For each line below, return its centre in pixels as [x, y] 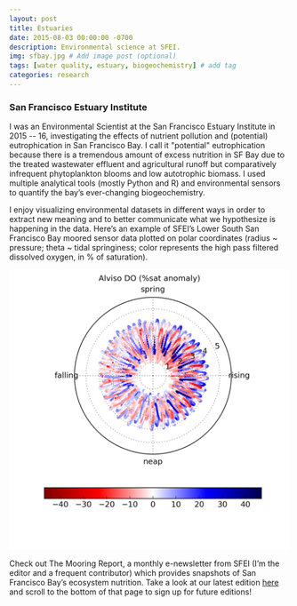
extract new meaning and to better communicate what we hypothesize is [142, 219]
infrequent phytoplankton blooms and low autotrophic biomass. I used [137, 174]
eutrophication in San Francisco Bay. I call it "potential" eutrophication [137, 146]
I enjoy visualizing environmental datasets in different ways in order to [137, 210]
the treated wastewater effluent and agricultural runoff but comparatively [143, 164]
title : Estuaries [41, 28]
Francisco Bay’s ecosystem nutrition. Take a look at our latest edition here [144, 583]
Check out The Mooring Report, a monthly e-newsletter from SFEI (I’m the [144, 563]
